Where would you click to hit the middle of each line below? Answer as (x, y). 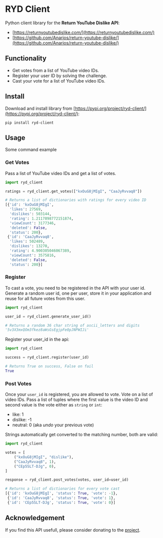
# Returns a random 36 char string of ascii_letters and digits (72, 325)
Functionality (26, 59)
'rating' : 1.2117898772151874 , (42, 219)
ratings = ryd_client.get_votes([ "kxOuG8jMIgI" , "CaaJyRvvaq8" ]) (73, 191)
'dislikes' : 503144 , (31, 214)
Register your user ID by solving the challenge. (60, 76)
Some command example (31, 150)
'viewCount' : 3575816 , (33, 255)
